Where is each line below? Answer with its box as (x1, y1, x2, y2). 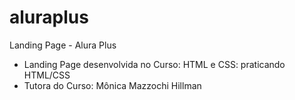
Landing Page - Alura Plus (9, 39, 117, 51)
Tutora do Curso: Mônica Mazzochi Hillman (23, 79, 202, 91)
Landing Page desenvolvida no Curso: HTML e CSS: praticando (23, 58, 286, 70)
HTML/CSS (23, 69, 71, 81)
